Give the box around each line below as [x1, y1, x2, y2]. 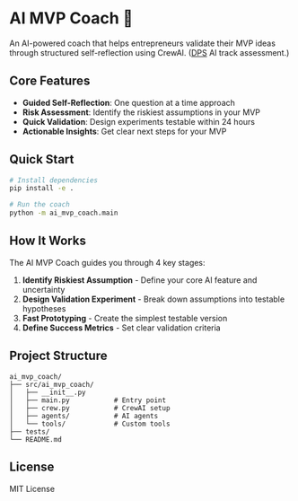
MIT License [9, 483, 56, 494]
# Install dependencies [9, 175, 99, 185]
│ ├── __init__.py [9, 388, 87, 397]
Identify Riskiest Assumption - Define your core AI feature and [22, 274, 258, 286]
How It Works [9, 233, 87, 249]
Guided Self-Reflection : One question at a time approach [22, 97, 236, 108]
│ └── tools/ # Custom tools [9, 419, 171, 428]
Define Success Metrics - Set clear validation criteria [22, 322, 222, 333]
